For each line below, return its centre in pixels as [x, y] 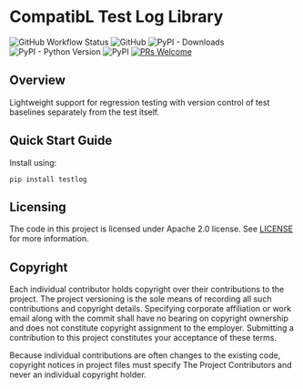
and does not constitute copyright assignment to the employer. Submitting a [151, 328]
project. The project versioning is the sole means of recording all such [141, 299]
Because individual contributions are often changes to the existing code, [145, 355]
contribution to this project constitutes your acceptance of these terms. [143, 338]
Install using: [33, 162]
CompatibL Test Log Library [116, 17]
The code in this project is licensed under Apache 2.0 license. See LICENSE [151, 229]
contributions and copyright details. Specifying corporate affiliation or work [151, 309]
